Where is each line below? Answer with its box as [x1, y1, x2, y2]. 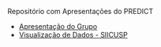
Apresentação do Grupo [18, 22, 98, 31]
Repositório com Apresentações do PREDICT [7, 7, 154, 16]
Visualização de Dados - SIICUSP [18, 31, 128, 39]
